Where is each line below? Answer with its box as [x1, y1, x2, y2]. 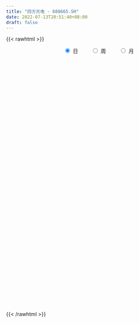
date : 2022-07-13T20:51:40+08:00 [6, 14, 88, 20]
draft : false [6, 19, 38, 25]
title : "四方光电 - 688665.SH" [6, 8, 79, 15]
